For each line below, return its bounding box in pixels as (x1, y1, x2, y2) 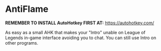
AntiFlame (5, 3, 49, 15)
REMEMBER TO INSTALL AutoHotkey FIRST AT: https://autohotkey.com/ (5, 20, 155, 26)
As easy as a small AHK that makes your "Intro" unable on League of (5, 29, 146, 35)
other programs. (5, 40, 39, 46)
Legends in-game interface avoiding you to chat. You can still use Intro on (5, 35, 157, 41)
